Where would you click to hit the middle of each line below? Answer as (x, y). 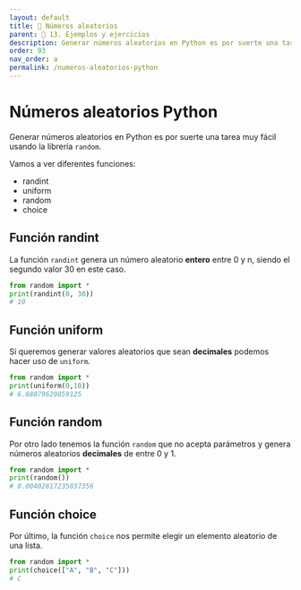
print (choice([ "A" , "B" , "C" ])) (69, 570)
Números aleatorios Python (113, 112)
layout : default (39, 17)
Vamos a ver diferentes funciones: (73, 163)
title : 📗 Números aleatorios (64, 26)
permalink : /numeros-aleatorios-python (84, 68)
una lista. (26, 545)
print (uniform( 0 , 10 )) (50, 386)
